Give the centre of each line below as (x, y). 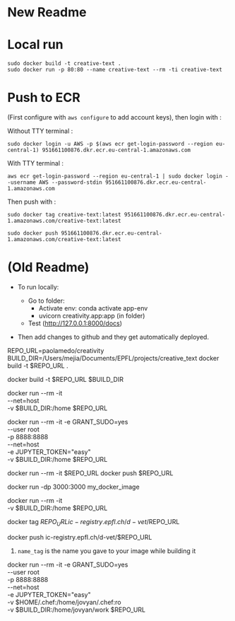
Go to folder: (46, 301)
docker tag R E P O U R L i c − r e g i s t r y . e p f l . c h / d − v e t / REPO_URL (94, 523)
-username (22, 182)
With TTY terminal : (36, 163)
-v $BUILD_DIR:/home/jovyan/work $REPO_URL (77, 610)
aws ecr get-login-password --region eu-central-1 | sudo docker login (115, 176)
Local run (35, 45)
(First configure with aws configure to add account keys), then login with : (115, 117)
